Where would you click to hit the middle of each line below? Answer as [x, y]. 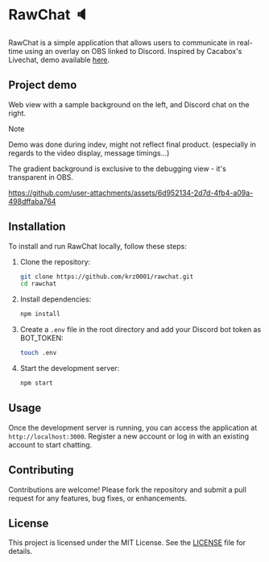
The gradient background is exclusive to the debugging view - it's [118, 169]
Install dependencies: [56, 299]
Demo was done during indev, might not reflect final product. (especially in [132, 144]
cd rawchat [38, 284]
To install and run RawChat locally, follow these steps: [97, 246]
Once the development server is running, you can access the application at [133, 427]
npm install [40, 314]
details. [21, 552]
